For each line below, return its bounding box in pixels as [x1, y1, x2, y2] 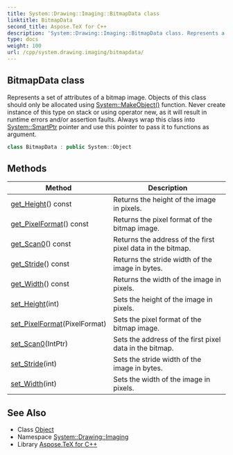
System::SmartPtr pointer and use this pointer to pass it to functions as [7, 122, 209, 131]
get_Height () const [10, 199, 72, 209]
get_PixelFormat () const [10, 220, 89, 229]
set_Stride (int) [10, 359, 58, 369]
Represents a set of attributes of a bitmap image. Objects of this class [7, 93, 207, 101]
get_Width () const [10, 279, 69, 289]
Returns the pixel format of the [113, 215, 213, 224]
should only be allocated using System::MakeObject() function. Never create [7, 100, 226, 108]
